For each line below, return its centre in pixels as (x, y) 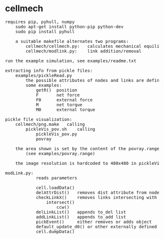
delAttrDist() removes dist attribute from (91, 192)
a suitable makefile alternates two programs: (72, 41)
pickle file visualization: (39, 119)
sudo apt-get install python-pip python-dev (69, 27)
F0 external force (64, 100)
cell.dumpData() (55, 231)
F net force (58, 95)
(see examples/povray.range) (61, 153)
